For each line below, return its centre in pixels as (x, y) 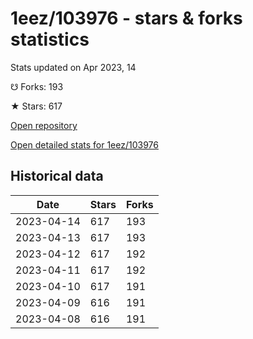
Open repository (44, 125)
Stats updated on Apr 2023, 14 (73, 67)
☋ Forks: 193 (37, 86)
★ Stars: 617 (36, 106)
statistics (50, 39)
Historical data (57, 176)
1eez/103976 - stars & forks (126, 18)
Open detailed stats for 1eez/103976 (84, 144)
